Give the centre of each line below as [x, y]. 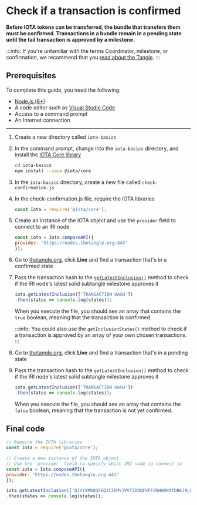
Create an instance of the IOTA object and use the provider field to [95, 220]
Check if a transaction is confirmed [94, 11]
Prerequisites [31, 76]
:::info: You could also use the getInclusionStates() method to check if [101, 329]
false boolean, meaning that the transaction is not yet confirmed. [94, 410]
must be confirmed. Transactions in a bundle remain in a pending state [94, 33]
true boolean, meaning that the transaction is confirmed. [83, 317]
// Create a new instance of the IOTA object [62, 459]
